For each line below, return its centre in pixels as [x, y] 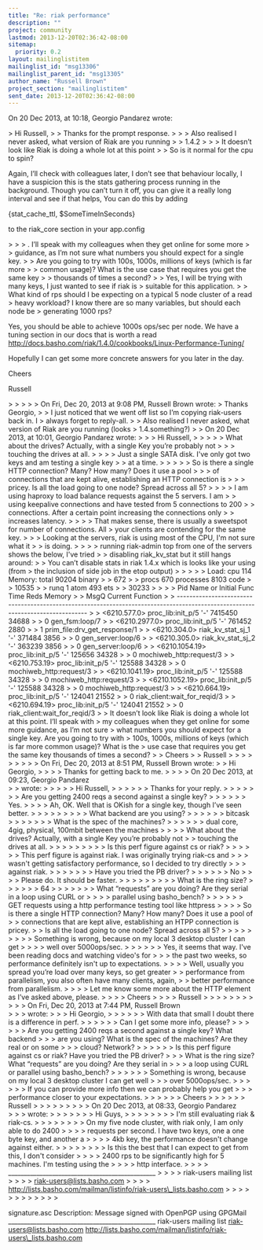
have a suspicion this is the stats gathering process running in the [115, 182]
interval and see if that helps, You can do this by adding [98, 199]
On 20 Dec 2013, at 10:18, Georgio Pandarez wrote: [90, 118]
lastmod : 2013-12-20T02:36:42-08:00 [68, 37]
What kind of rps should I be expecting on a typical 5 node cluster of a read [130, 295]
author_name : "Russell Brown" [58, 81]
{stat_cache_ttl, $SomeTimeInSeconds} [72, 214]
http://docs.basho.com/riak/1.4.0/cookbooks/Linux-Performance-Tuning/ [126, 344]
